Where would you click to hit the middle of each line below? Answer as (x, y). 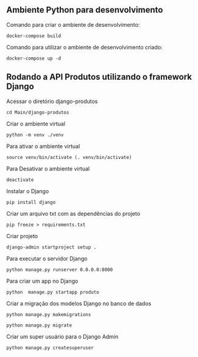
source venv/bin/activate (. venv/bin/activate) (69, 157)
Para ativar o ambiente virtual (43, 146)
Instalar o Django (28, 191)
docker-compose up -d (34, 58)
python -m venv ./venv (35, 135)
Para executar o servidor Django (47, 258)
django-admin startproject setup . (51, 247)
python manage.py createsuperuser (50, 348)
